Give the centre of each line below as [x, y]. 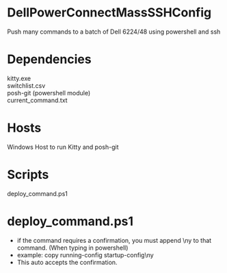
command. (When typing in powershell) [72, 248]
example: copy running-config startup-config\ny [85, 254]
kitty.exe [19, 78]
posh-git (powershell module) [49, 93]
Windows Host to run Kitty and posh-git [63, 147]
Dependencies [49, 59]
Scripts [28, 175]
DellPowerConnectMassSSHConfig [109, 13]
